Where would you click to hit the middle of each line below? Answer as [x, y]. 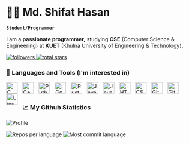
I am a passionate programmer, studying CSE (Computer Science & [91, 39]
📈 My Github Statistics [57, 108]
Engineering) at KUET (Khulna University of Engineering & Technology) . [95, 45]
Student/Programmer [31, 28]
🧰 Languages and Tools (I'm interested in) [68, 72]
